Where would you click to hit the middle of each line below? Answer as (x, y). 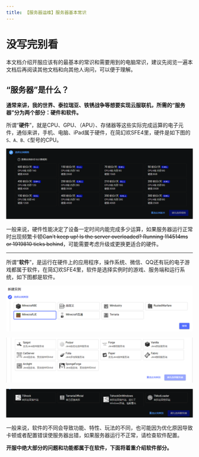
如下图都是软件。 (37, 277)
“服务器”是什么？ (38, 90)
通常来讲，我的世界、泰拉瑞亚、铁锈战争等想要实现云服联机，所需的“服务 (96, 105)
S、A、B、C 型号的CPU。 (34, 140)
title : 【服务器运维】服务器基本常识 (46, 12)
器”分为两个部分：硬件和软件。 (44, 113)
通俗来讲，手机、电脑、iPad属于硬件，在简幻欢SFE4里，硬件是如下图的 (103, 133)
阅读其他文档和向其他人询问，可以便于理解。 (81, 69)
